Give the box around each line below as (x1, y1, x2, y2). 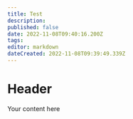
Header (7, 81, 52, 97)
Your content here (7, 104, 60, 113)
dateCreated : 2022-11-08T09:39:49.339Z (7, 51, 126, 58)
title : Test (7, 10, 43, 18)
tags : (7, 37, 23, 44)
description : (7, 17, 46, 24)
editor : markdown (7, 43, 59, 51)
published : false (7, 24, 59, 31)
